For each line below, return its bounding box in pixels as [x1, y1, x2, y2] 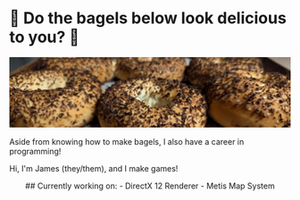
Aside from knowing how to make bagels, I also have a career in [9, 136, 245, 146]
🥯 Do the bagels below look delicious [9, 8, 287, 29]
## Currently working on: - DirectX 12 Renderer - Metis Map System [25, 180, 275, 191]
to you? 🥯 [9, 27, 80, 47]
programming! [9, 146, 62, 156]
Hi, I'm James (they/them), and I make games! [9, 162, 179, 173]
